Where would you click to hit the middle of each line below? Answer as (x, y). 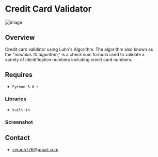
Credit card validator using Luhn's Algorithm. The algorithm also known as (79, 49)
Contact (17, 138)
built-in (21, 110)
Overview (20, 38)
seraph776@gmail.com (35, 149)
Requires (19, 75)
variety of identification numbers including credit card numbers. (69, 60)
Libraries (16, 99)
